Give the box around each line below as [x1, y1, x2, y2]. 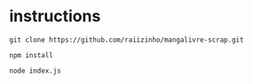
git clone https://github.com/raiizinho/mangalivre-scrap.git [9, 35, 244, 44]
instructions [9, 6, 101, 27]
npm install [9, 50, 53, 59]
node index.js [9, 66, 62, 75]
